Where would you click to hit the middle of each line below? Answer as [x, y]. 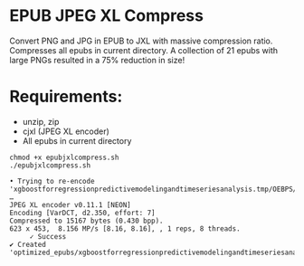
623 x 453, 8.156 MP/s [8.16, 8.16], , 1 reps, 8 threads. [125, 228]
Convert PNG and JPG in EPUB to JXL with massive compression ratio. [141, 41]
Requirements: [66, 97]
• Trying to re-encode [52, 181]
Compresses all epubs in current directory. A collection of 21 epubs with [144, 50]
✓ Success [48, 236]
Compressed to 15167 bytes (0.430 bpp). [87, 221]
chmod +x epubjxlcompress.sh [64, 157]
